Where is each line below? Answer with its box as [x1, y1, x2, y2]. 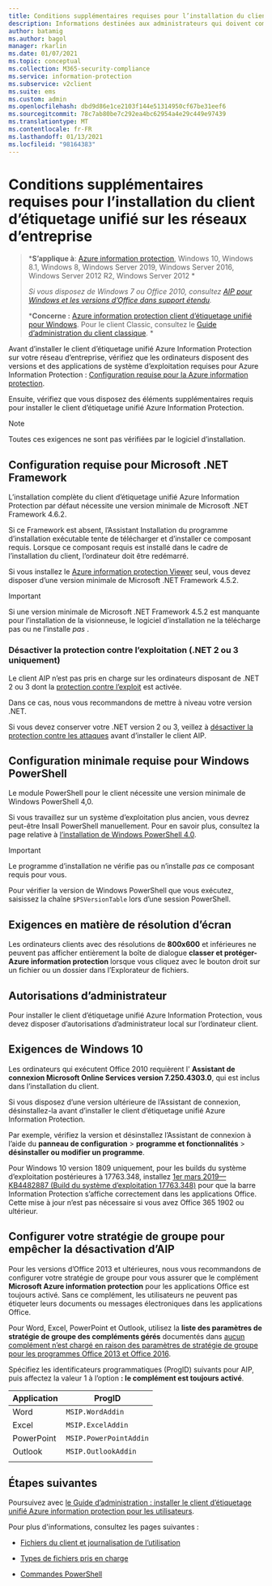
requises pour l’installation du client [8, 192, 255, 211]
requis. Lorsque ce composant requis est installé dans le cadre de [8, 542, 228, 552]
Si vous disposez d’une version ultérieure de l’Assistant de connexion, [8, 1097, 241, 1107]
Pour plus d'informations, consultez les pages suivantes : [8, 1522, 200, 1532]
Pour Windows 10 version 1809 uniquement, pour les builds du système [8, 1163, 247, 1173]
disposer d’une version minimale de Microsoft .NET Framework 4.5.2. [8, 576, 239, 586]
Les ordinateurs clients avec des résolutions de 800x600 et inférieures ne [8, 940, 257, 949]
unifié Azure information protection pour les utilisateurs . [8, 1506, 194, 1516]
